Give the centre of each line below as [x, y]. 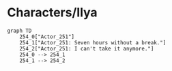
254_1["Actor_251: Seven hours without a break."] [93, 42]
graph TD [19, 31]
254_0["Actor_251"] [47, 37]
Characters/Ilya [52, 13]
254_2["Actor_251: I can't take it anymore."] [87, 48]
